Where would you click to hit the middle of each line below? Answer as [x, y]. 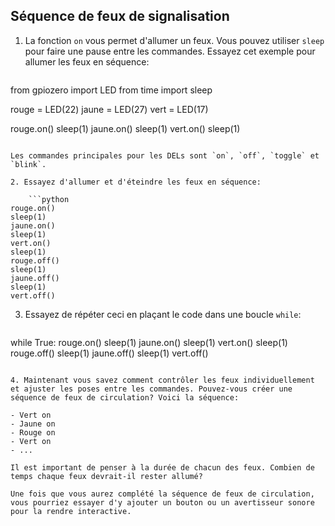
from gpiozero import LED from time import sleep [111, 90]
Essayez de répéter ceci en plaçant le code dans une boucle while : [163, 314]
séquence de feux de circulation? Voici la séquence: [125, 397]
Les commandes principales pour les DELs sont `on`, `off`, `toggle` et [165, 155]
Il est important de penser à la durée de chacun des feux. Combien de [162, 467]
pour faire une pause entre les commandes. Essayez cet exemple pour [170, 51]
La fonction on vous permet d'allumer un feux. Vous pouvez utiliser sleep [174, 40]
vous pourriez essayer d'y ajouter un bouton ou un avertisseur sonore [162, 502]
